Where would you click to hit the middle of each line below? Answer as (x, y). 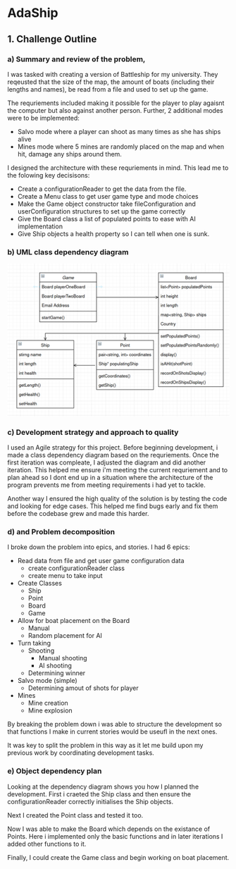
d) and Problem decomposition (61, 531)
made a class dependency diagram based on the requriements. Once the (113, 455)
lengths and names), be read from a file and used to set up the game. (108, 89)
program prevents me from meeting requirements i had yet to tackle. (106, 485)
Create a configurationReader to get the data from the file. (102, 189)
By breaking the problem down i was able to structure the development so (114, 725)
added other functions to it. (47, 844)
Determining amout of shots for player (83, 688)
